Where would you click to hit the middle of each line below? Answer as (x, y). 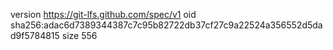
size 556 (79, 35)
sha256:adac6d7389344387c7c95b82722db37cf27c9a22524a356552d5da (166, 25)
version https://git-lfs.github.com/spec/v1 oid (103, 14)
